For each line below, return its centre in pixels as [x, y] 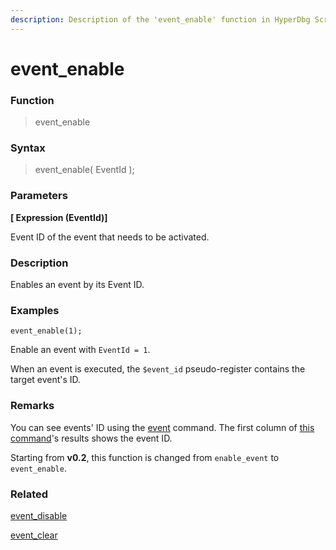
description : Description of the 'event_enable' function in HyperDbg [160, 19]
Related [29, 494]
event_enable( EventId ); [84, 170]
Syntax [28, 148]
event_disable [39, 515]
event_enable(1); [46, 331]
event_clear [34, 535]
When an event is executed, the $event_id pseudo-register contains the [158, 369]
